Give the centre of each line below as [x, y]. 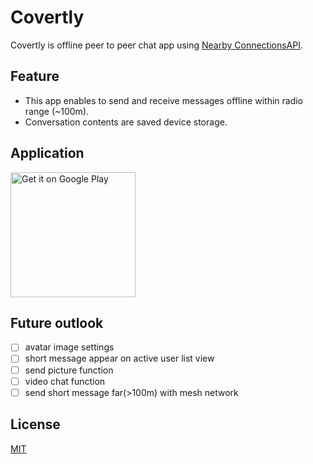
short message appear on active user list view [119, 358]
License [35, 424]
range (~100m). [57, 111]
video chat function [65, 381]
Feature [35, 76]
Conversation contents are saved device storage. [126, 122]
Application [47, 153]
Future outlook [57, 322]
